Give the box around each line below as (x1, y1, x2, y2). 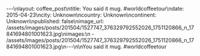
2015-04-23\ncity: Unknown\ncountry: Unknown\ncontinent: (6, 11, 157, 18)
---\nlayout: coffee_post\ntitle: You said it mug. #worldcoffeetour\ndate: (6, 5, 184, 12)
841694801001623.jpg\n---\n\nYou (6, 43, 92, 50)
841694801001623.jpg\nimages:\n (6, 30, 91, 38)
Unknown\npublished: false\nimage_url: (6, 18, 104, 24)
